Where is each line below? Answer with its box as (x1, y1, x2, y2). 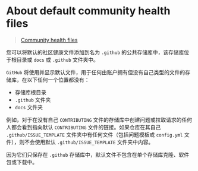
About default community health (6, 4, 171, 18)
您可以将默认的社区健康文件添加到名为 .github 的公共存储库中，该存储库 (6, 49, 184, 56)
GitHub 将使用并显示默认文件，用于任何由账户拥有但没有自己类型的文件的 (6, 68, 186, 75)
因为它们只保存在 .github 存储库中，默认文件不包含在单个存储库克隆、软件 (6, 151, 189, 158)
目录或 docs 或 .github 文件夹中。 (16, 56, 99, 63)
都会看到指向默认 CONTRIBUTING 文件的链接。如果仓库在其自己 (11, 123, 161, 131)
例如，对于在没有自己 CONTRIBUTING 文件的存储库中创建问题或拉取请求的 (6, 116, 182, 123)
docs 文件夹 (14, 103, 43, 110)
